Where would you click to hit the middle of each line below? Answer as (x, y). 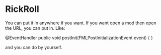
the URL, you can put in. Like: (35, 28)
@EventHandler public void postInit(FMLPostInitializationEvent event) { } (79, 38)
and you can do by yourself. (34, 47)
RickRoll (22, 9)
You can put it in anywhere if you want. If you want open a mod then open (81, 23)
